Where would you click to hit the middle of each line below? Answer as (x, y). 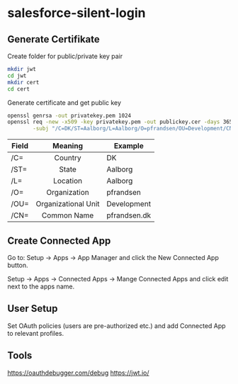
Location (68, 181)
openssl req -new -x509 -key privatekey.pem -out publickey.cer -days (114, 122)
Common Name (68, 215)
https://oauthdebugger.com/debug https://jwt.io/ (79, 373)
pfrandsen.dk (129, 215)
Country (68, 158)
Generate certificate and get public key (64, 102)
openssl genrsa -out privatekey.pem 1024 (69, 115)
